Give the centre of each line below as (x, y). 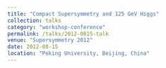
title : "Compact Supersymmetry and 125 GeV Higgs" (83, 14)
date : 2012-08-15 (33, 47)
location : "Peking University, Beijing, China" (79, 54)
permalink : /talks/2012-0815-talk (58, 34)
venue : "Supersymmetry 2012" (50, 40)
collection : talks (34, 21)
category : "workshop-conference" (57, 27)
